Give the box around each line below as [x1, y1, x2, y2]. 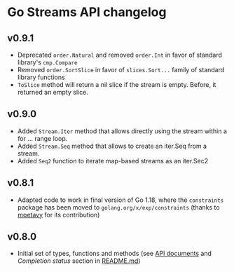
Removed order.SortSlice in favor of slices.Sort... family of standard [17, 66, 225, 74]
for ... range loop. [17, 134, 68, 142]
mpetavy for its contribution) [17, 210, 100, 219]
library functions [17, 73, 65, 81]
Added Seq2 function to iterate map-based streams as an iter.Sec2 [17, 156, 209, 165]
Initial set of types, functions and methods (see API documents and [17, 250, 212, 258]
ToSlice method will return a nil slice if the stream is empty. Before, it [17, 81, 216, 88]
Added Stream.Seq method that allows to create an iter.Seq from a [17, 142, 207, 150]
